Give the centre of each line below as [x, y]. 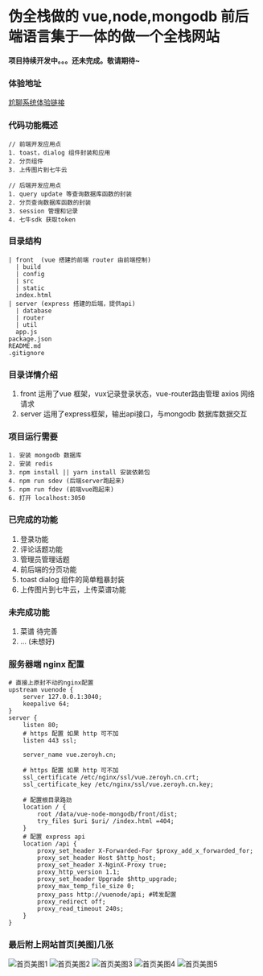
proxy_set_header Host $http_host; [97, 858]
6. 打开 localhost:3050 [47, 498]
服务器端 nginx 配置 [46, 664]
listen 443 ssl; [50, 741]
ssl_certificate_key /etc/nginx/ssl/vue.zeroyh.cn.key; [119, 785]
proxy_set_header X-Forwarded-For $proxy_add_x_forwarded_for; [145, 851]
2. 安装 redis [31, 464]
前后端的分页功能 [48, 569]
